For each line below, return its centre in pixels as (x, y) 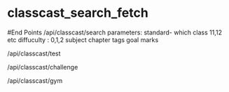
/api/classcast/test (34, 53)
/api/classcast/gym (35, 80)
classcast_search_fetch (78, 13)
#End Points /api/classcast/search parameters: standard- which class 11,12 (115, 32)
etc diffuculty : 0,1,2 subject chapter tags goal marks (83, 39)
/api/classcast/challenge (43, 67)
